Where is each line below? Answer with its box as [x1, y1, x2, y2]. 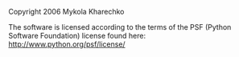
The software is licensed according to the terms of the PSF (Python [8, 22, 232, 31]
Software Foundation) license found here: [8, 31, 146, 40]
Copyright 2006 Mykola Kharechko [8, 7, 125, 16]
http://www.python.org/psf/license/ [8, 39, 126, 49]
